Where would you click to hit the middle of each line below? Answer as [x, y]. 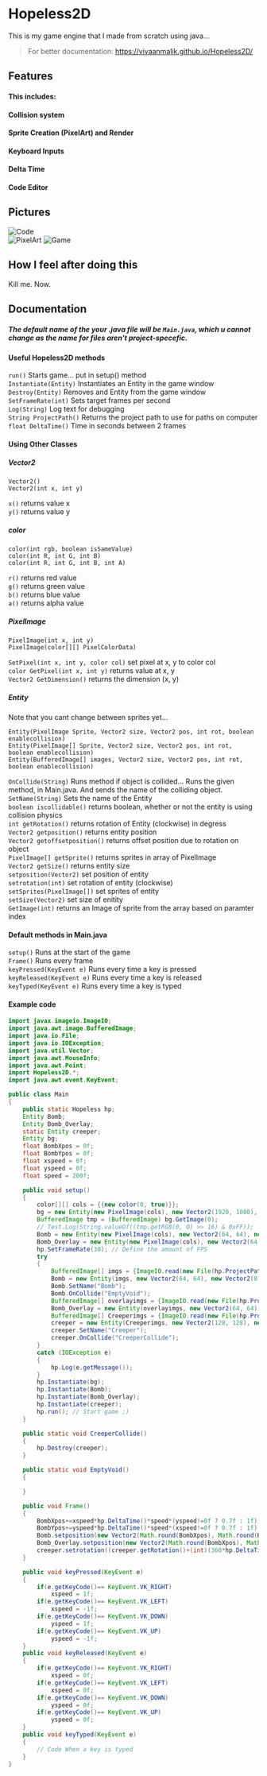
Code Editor [28, 187]
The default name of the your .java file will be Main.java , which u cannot [130, 329]
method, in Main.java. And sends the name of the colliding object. [116, 789]
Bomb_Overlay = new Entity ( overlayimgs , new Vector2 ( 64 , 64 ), [156, 1308]
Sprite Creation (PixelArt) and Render [71, 133]
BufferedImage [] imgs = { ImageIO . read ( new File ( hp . [138, 1271]
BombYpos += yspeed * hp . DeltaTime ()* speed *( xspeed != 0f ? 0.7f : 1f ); [149, 1528]
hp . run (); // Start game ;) [83, 1411]
